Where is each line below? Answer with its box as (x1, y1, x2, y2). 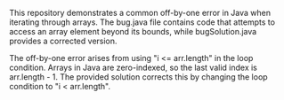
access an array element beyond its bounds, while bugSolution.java (9, 27, 257, 36)
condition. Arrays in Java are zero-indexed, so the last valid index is (9, 62, 258, 73)
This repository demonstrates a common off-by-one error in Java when (9, 8, 272, 18)
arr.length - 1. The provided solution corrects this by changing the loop (9, 72, 269, 82)
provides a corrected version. (9, 35, 118, 46)
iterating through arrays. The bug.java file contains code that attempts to (9, 17, 276, 27)
